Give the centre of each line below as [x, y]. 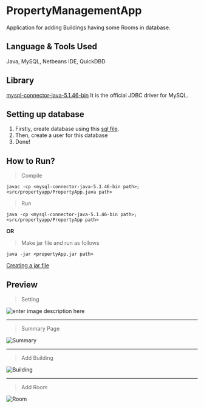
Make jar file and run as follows [60, 243]
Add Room [34, 387]
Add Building [37, 358]
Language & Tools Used [52, 47]
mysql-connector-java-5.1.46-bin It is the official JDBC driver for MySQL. [97, 95]
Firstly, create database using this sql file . [67, 129]
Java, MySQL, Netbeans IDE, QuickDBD [56, 61]
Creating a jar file [28, 266]
